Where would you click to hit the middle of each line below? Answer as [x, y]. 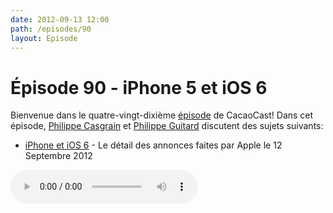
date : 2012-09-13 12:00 [60, 19]
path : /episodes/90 [51, 29]
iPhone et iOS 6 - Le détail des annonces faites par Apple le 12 [153, 145]
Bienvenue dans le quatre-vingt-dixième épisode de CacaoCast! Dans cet [162, 115]
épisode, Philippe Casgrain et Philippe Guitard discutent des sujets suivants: [167, 126]
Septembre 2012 [58, 156]
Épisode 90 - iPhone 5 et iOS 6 [139, 87]
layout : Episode [44, 38]
